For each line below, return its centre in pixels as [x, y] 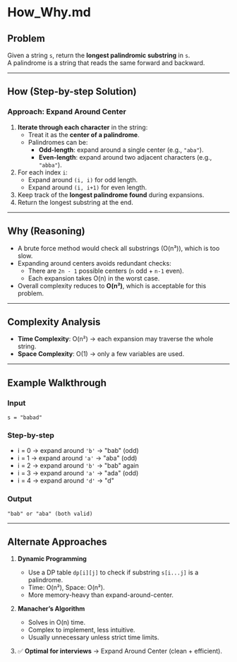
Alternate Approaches [57, 542]
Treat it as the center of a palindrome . [84, 134]
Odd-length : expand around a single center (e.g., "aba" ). [121, 150]
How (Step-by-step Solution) [72, 91]
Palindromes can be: [58, 142]
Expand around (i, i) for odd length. [83, 179]
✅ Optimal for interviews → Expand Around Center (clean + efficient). [120, 651]
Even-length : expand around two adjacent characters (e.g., [125, 157]
